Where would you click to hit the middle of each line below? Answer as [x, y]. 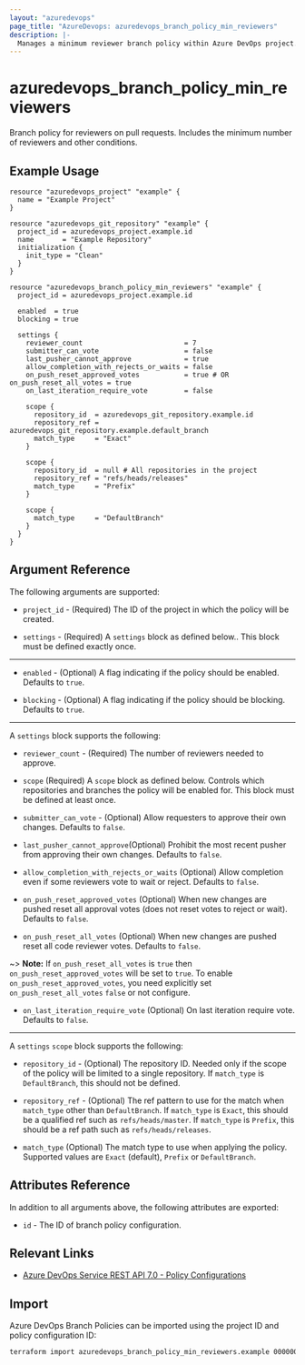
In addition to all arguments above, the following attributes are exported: [144, 1207]
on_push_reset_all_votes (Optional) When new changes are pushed [149, 936]
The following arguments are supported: [85, 591]
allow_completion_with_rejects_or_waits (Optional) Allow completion [153, 872]
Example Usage [54, 171]
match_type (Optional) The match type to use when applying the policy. [155, 1147]
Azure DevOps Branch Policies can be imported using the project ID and [144, 1326]
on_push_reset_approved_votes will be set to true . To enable [121, 973]
